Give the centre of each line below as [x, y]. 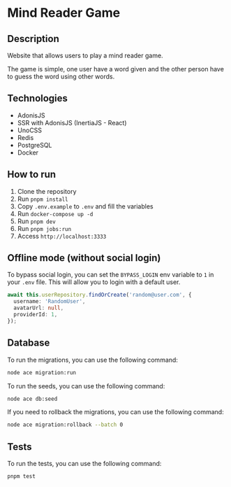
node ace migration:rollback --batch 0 [65, 425]
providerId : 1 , [36, 315]
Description [33, 39]
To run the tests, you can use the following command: [84, 464]
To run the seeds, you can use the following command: [86, 386]
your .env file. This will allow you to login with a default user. [94, 282]
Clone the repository [47, 191]
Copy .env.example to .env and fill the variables [85, 206]
